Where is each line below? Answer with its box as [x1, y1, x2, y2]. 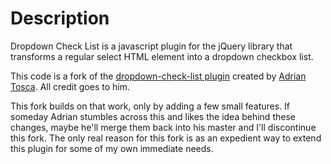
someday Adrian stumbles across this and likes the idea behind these [10, 110, 296, 122]
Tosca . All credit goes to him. [10, 80, 130, 92]
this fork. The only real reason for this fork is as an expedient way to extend [10, 132, 322, 144]
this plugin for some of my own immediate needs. [10, 142, 214, 154]
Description [10, 7, 110, 30]
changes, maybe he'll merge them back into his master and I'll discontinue [10, 121, 317, 133]
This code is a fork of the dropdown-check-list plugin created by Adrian [10, 70, 307, 82]
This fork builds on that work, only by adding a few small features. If [10, 100, 291, 112]
